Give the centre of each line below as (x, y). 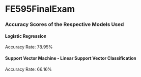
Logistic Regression (26, 36)
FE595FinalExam (40, 9)
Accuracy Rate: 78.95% (29, 47)
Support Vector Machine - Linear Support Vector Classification (71, 58)
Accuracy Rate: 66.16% (28, 69)
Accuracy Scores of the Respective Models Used (65, 25)
